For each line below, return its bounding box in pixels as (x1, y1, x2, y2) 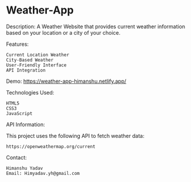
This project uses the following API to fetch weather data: (6, 132, 145, 139)
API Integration (6, 67, 46, 73)
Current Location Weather (6, 52, 69, 58)
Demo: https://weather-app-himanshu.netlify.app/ (6, 77, 127, 85)
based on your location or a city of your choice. (6, 29, 121, 36)
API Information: (6, 121, 45, 128)
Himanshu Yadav (6, 165, 43, 171)
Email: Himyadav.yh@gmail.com (6, 170, 80, 176)
